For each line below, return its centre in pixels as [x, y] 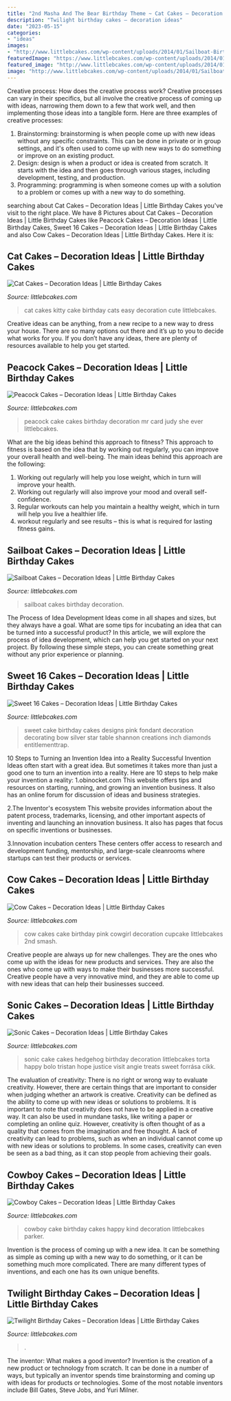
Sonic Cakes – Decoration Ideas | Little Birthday [111, 1005]
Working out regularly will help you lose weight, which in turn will [109, 478]
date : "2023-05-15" [35, 26]
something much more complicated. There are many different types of [107, 1265]
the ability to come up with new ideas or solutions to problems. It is [102, 1102]
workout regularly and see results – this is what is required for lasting [115, 522]
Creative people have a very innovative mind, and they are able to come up [113, 976]
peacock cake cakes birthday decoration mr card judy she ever [113, 422]
